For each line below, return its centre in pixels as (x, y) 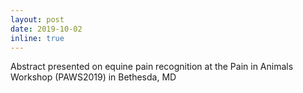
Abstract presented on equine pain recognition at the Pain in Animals (152, 67)
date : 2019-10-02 (46, 29)
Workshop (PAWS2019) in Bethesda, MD (93, 77)
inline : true (37, 38)
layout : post (37, 19)
